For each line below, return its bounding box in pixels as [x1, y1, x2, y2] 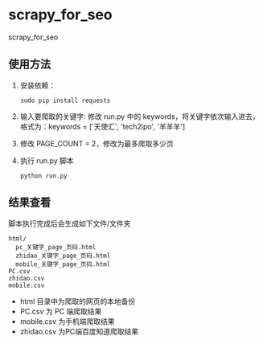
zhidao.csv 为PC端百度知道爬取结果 [19, 326, 139, 336]
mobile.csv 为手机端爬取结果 [19, 316, 115, 326]
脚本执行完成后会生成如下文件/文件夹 [8, 219, 131, 228]
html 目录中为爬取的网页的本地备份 [19, 296, 136, 306]
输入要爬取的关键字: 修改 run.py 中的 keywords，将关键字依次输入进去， [19, 111, 260, 121]
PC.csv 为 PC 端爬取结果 [19, 306, 102, 316]
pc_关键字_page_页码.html [15, 243, 97, 251]
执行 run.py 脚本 [19, 155, 74, 166]
